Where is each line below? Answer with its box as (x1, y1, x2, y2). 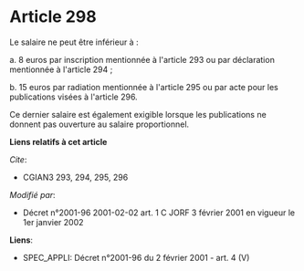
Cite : (9, 153, 27, 165)
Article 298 (9, 6, 98, 27)
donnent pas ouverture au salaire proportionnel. (9, 119, 190, 130)
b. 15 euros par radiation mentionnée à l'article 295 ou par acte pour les (9, 81, 278, 92)
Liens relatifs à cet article (9, 136, 108, 147)
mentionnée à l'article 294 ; (9, 64, 113, 75)
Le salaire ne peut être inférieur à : (9, 36, 139, 47)
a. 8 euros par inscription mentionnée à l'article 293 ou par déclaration (9, 54, 276, 65)
